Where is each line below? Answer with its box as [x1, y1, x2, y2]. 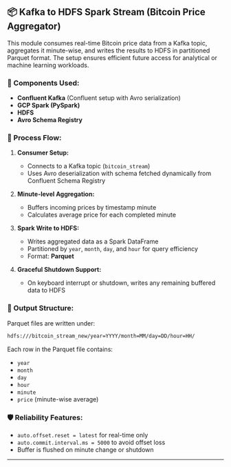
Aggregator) [7, 21, 61, 32]
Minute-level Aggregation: [16, 190, 95, 199]
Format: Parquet [27, 252, 74, 261]
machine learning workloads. [7, 61, 89, 69]
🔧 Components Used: [7, 78, 80, 88]
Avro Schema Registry [16, 116, 82, 124]
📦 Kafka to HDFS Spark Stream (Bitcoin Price [7, 6, 206, 18]
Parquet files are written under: [7, 319, 96, 327]
